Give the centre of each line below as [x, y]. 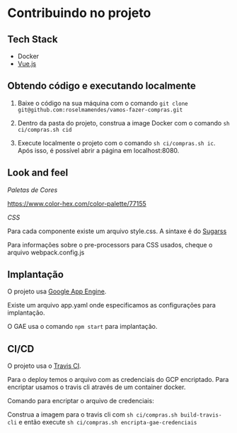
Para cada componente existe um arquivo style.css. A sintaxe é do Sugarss [117, 231]
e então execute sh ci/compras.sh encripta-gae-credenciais [108, 422]
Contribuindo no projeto [79, 13]
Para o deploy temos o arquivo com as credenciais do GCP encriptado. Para [118, 380]
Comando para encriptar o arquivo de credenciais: [81, 401]
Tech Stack [33, 39]
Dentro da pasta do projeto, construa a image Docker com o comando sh [123, 123]
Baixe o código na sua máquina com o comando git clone [103, 103]
